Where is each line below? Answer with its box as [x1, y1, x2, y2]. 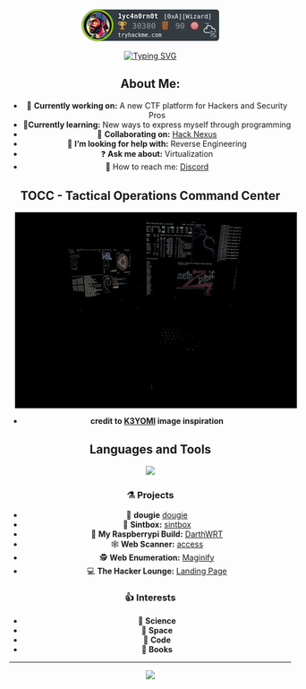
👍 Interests [124, 591, 176, 604]
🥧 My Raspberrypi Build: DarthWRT [90, 529, 224, 539]
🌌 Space [140, 624, 173, 635]
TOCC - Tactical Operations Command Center [20, 188, 281, 203]
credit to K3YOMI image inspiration [90, 416, 224, 426]
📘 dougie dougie [126, 509, 188, 520]
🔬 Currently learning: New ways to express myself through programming [22, 119, 292, 130]
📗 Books [141, 643, 173, 654]
